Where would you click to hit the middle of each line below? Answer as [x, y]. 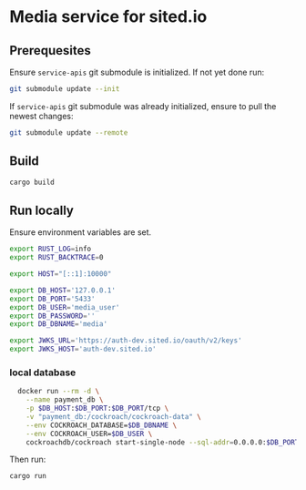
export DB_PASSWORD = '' [52, 316]
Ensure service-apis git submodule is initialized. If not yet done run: [137, 72]
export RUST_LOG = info [51, 249]
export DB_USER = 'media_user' [65, 307]
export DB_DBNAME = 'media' [58, 324]
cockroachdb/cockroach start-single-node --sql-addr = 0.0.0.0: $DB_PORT [163, 442]
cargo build [32, 182]
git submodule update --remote [69, 133]
